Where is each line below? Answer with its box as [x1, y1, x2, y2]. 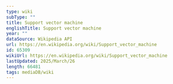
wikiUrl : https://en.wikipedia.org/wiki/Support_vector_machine [6, 53, 168, 59]
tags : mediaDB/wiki [6, 69, 54, 75]
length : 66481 [6, 63, 41, 70]
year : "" [6, 31, 28, 37]
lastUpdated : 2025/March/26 [6, 58, 76, 64]
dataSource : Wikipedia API [6, 36, 73, 42]
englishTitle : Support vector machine [6, 25, 102, 31]
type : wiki [6, 8, 33, 15]
